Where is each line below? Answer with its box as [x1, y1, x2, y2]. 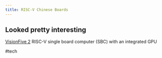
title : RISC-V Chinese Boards [5, 7, 69, 12]
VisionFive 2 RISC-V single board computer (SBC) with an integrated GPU [5, 39, 157, 45]
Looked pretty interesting [5, 26, 86, 34]
